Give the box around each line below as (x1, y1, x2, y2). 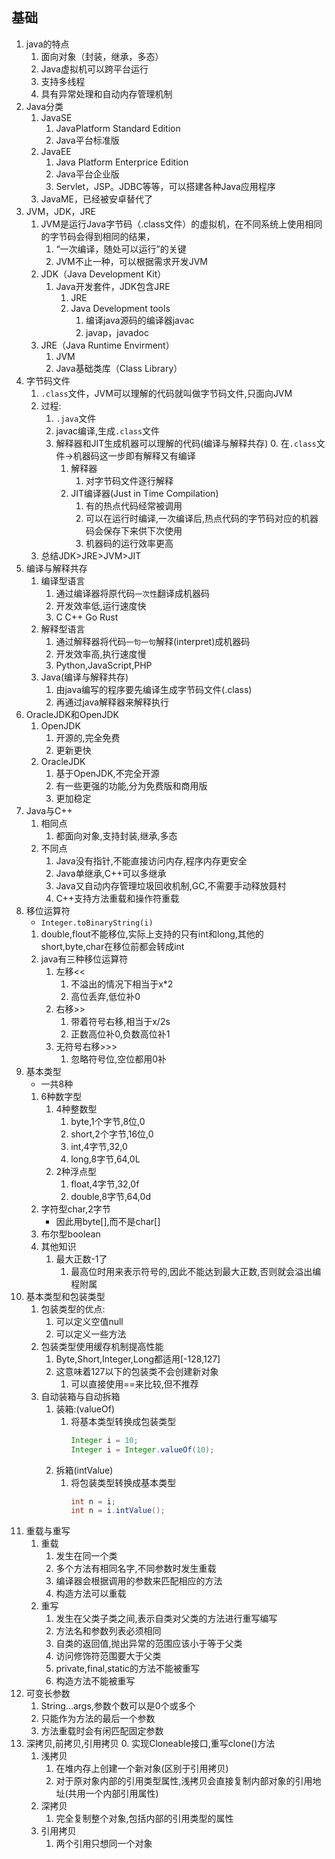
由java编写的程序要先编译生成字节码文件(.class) (55, 683, 253, 695)
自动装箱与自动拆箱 (40, 1390, 121, 1402)
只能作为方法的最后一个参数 (40, 1713, 156, 1725)
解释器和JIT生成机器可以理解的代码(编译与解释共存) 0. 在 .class (55, 437, 317, 449)
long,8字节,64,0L (70, 1153, 141, 1165)
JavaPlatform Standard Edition (55, 122, 181, 134)
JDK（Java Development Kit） (40, 268, 167, 280)
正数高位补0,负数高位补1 (70, 1028, 171, 1040)
